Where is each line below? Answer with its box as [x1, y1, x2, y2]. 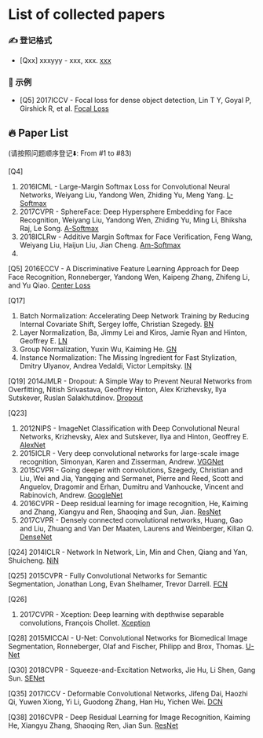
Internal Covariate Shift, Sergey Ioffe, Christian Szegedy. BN [19, 319, 214, 329]
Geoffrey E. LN [19, 336, 68, 345]
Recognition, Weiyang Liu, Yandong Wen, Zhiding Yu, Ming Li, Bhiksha [19, 215, 247, 225]
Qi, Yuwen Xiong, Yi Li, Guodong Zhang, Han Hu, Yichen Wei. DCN [8, 697, 224, 707]
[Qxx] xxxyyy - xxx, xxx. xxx [19, 56, 111, 65]
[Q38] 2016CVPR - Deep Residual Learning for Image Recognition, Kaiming [8, 712, 251, 721]
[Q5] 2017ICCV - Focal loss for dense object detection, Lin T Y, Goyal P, [19, 95, 252, 105]
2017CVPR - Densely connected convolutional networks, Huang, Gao [19, 515, 243, 524]
